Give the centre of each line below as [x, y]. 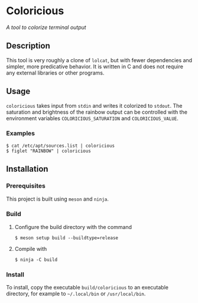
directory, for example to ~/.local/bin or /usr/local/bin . [76, 294]
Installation [27, 169]
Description [28, 46]
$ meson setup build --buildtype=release [66, 238]
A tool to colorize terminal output [46, 27]
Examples [21, 133]
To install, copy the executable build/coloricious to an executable [87, 288]
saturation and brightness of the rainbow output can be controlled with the [97, 112]
